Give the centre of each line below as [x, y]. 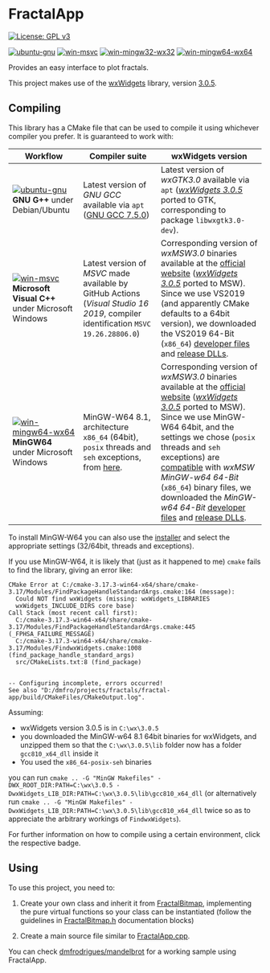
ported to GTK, [188, 199]
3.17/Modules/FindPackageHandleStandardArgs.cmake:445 [102, 627]
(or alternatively [231, 793]
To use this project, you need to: [61, 887]
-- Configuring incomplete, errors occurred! [86, 683]
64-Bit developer [213, 507]
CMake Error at [34, 585]
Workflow [44, 156]
